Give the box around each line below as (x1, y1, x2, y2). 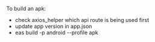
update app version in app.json (14, 23, 92, 30)
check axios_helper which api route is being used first (14, 17, 150, 23)
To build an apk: (6, 5, 46, 12)
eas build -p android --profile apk (14, 29, 98, 36)
